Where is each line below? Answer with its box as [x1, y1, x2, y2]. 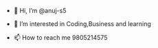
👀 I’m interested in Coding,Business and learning [13, 20, 151, 27]
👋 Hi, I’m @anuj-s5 [13, 7, 67, 14]
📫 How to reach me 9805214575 [13, 34, 108, 41]
